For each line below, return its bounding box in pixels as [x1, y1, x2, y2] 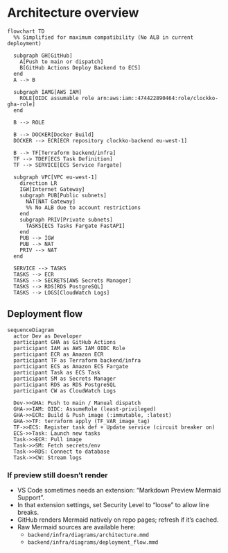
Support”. [17, 493, 45, 502]
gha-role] [7, 101, 36, 108]
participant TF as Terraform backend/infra [13, 356, 141, 364]
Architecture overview [7, 5, 139, 21]
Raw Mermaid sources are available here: [17, 523, 136, 531]
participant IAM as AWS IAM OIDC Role [13, 345, 126, 352]
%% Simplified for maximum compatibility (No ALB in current [13, 33, 194, 41]
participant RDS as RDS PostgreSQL [13, 381, 116, 388]
